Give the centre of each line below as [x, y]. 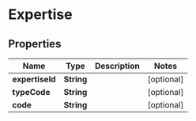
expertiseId [34, 79]
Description [117, 66]
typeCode [31, 92]
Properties [35, 44]
